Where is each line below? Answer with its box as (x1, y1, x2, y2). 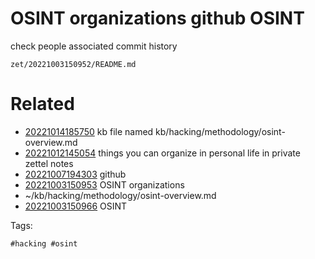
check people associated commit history (10, 40, 178, 52)
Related (10, 93, 75, 116)
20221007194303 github (24, 168, 127, 180)
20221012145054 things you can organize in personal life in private (24, 147, 301, 159)
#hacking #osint (10, 238, 78, 249)
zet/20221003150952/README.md (10, 59, 137, 69)
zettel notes (24, 157, 74, 169)
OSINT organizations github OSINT (10, 7, 305, 30)
